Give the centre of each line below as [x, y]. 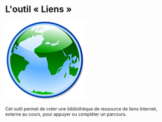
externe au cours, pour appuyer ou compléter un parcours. [66, 114]
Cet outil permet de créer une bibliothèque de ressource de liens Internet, [81, 108]
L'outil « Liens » [39, 9]
